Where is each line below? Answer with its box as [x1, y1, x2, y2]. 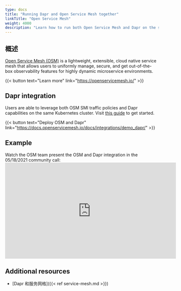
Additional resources [5, 267, 70, 275]
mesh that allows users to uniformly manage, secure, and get [5, 63, 128, 69]
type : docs [5, 7, 27, 12]
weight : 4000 [5, 21, 32, 26]
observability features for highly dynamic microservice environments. [14, 68, 154, 74]
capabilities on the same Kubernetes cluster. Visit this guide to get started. [5, 110, 155, 116]
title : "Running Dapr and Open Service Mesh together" [5, 12, 119, 17]
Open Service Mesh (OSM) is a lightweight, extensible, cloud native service [5, 58, 157, 63]
